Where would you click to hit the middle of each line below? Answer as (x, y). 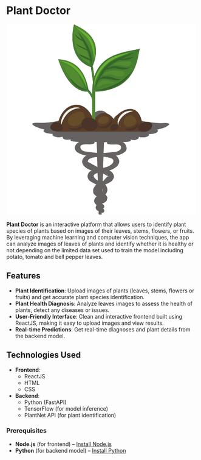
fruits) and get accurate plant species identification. (80, 297)
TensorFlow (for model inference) (66, 408)
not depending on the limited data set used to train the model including (95, 250)
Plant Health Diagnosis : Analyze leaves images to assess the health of (104, 303)
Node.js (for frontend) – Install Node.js (63, 444)
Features (23, 276)
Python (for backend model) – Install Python (70, 450)
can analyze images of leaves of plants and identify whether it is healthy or (100, 244)
